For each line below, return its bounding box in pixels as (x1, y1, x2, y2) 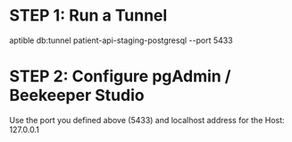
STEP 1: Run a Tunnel (9, 5, 168, 26)
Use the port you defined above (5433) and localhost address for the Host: (9, 114, 285, 125)
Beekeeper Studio (9, 86, 145, 105)
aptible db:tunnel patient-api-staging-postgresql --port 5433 (9, 35, 234, 46)
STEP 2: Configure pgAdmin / (9, 66, 231, 87)
